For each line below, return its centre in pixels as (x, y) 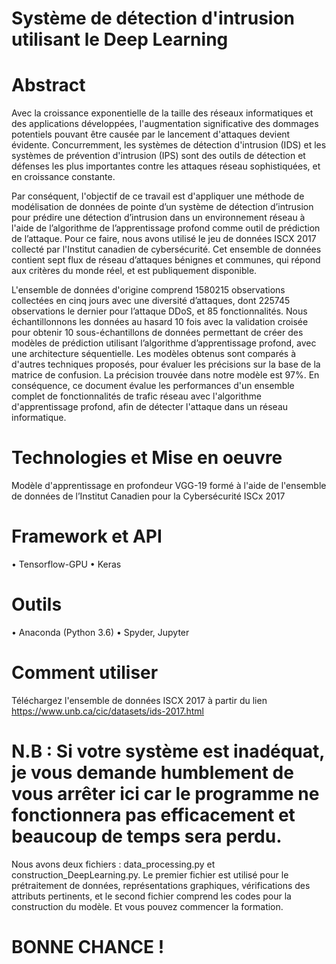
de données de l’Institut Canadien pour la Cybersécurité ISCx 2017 (148, 496)
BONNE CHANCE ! (88, 947)
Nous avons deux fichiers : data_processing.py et (113, 864)
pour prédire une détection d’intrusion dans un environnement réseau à (158, 218)
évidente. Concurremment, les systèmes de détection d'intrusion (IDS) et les (169, 145)
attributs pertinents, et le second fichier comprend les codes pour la (151, 896)
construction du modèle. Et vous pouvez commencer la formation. (147, 906)
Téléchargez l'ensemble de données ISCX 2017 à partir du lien (139, 700)
